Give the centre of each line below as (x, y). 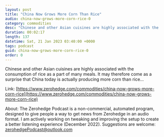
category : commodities (28, 23)
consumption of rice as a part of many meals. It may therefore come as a (78, 74)
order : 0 (14, 55)
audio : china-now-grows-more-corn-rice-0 (48, 19)
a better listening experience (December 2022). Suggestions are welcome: (80, 124)
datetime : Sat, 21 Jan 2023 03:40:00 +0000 (50, 42)
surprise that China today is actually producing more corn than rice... (74, 79)
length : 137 (17, 37)
